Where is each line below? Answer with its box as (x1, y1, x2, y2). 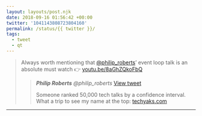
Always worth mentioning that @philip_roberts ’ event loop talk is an (20, 58, 188, 66)
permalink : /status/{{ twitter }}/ (6, 25, 96, 32)
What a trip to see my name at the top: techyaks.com (35, 97, 167, 105)
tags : (6, 31, 20, 37)
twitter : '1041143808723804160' (6, 20, 87, 26)
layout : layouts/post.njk (6, 8, 71, 15)
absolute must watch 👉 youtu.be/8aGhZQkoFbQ (20, 66, 143, 73)
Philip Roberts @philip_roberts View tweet (35, 79, 142, 87)
